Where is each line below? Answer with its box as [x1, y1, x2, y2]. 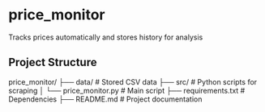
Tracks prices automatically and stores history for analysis [8, 32, 203, 42]
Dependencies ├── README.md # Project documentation [8, 94, 203, 104]
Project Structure [8, 56, 97, 69]
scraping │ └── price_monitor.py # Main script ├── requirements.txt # [8, 85, 246, 95]
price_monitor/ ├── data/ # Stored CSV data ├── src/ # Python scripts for [8, 77, 258, 86]
